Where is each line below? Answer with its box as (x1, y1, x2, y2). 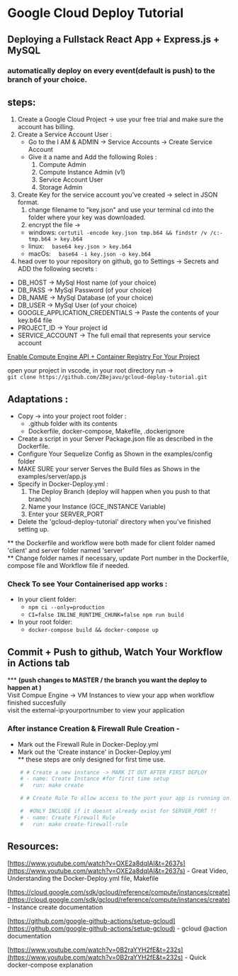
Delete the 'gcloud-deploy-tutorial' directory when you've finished (17, 517, 211, 526)
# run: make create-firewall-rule (20, 821, 129, 828)
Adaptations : (7, 393, 69, 405)
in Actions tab (7, 657, 70, 669)
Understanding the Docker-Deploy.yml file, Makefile (7, 874, 159, 883)
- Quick (184, 953, 207, 962)
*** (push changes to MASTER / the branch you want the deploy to (7, 676, 208, 684)
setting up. (17, 525, 50, 534)
